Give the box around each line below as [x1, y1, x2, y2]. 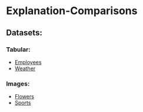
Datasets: [6, 28, 42, 38]
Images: [6, 80, 30, 88]
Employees [14, 58, 42, 65]
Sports [14, 99, 31, 107]
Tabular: [6, 45, 31, 54]
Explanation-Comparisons [6, 4, 138, 18]
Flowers [14, 93, 34, 100]
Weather [14, 65, 36, 72]
